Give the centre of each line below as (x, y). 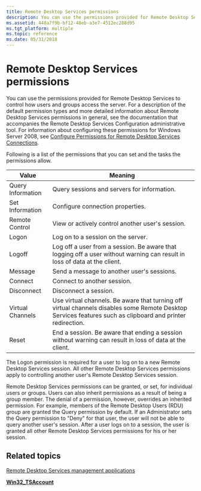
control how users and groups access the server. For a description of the (96, 105)
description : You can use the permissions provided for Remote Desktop (97, 17)
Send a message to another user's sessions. (115, 271)
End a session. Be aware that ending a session (117, 332)
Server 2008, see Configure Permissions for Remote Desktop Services (93, 136)
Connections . (23, 142)
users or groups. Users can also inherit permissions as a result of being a (96, 392)
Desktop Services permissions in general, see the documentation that (92, 117)
